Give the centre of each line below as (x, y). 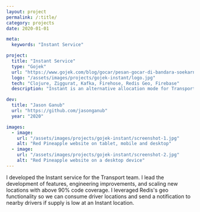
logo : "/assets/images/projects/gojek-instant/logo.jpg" (84, 78)
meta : (13, 39)
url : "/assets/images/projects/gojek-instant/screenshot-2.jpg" (98, 155)
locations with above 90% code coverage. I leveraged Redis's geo (87, 190)
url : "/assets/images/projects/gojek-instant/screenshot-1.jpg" (98, 138)
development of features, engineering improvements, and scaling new (92, 183)
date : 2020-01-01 (28, 28)
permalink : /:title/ (32, 17)
